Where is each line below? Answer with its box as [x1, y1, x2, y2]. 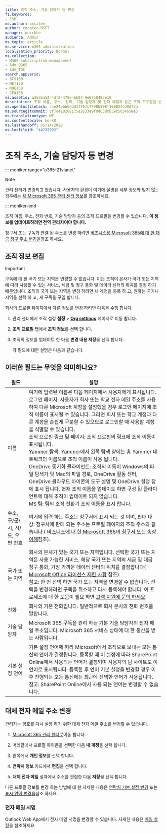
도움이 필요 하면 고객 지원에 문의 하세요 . [60, 593, 147, 600]
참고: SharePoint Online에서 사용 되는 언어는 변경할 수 [29, 681, 148, 688]
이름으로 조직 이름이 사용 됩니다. [48, 455, 119, 462]
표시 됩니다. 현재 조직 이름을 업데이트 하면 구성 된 [34, 485, 142, 492]
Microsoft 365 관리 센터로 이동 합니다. [12, 731, 86, 737]
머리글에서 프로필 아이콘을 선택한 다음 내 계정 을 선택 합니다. [12, 742, 127, 748]
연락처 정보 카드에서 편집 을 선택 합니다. [12, 763, 87, 769]
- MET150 [5, 81, 23, 86]
